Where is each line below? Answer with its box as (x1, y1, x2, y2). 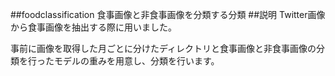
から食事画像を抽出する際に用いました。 (10, 21, 177, 33)
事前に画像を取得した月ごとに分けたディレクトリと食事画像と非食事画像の (10, 43, 317, 54)
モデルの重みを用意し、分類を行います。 (53, 55, 220, 67)
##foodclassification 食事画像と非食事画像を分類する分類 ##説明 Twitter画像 (10, 9, 326, 20)
